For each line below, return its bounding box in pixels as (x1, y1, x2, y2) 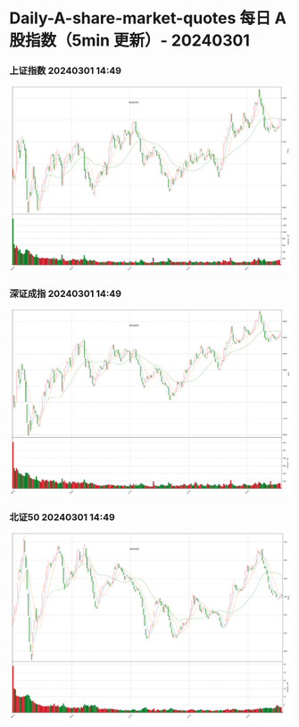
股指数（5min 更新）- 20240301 (9, 30, 250, 51)
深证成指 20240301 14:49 (9, 287, 122, 300)
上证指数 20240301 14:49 (9, 64, 122, 77)
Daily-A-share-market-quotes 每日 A (9, 8, 287, 29)
